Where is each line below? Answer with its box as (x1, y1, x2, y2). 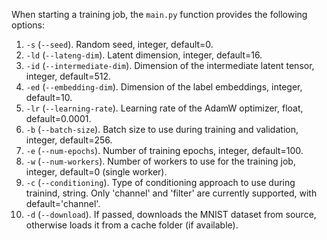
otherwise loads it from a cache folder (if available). (25, 219, 239, 231)
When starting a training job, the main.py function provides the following (11, 9, 308, 20)
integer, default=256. (25, 134, 113, 146)
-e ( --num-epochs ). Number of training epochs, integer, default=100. (25, 145, 304, 156)
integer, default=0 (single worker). (25, 166, 168, 178)
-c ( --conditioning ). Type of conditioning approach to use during (25, 177, 296, 188)
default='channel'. (25, 198, 101, 209)
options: (11, 19, 46, 31)
